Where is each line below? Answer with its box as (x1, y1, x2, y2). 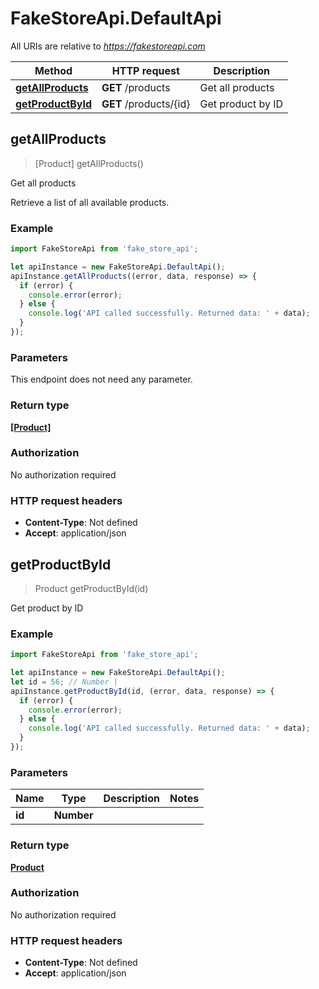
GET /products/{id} (101, 97, 191, 111)
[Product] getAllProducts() (34, 157, 144, 169)
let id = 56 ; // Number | (10, 677, 118, 687)
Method (34, 63, 73, 77)
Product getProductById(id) (34, 582, 149, 594)
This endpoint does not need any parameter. (10, 373, 193, 386)
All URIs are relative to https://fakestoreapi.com (10, 40, 206, 52)
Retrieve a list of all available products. (10, 196, 170, 208)
